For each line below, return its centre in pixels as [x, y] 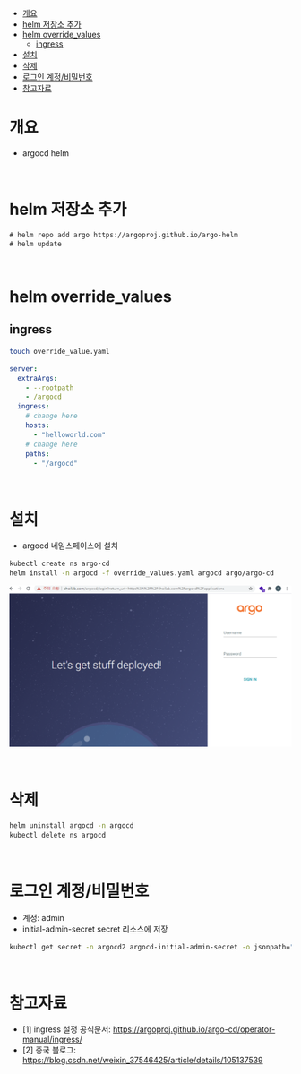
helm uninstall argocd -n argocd [72, 825]
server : [24, 369]
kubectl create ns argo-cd [60, 564]
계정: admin [43, 917]
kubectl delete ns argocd [57, 835]
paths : [38, 454]
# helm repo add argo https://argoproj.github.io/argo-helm [124, 235]
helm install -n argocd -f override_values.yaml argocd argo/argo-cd [142, 573]
